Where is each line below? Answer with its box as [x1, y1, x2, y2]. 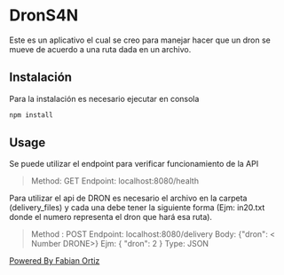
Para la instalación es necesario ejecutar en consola [9, 93, 200, 104]
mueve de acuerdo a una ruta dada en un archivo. [9, 43, 192, 54]
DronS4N [9, 5, 79, 26]
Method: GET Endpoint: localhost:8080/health [30, 176, 200, 186]
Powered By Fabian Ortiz [9, 255, 100, 266]
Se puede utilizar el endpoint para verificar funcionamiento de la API [9, 159, 259, 169]
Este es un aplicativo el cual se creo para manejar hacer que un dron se [9, 35, 271, 45]
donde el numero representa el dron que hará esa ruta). [9, 212, 213, 223]
